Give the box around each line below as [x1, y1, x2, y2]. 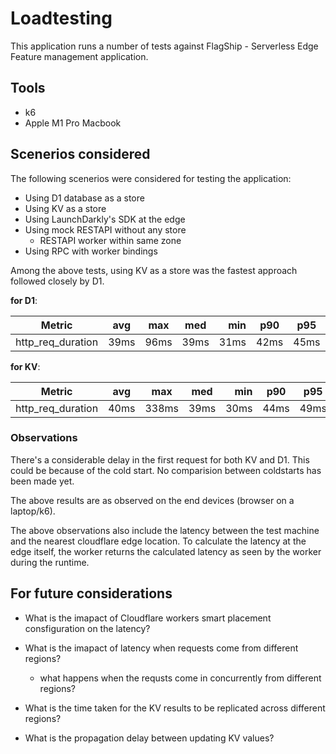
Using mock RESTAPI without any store [24, 223, 187, 236]
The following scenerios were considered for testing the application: [10, 172, 292, 184]
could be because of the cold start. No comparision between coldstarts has [10, 464, 322, 476]
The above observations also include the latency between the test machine [10, 524, 320, 536]
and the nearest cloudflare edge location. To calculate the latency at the [10, 535, 307, 547]
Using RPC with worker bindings [24, 245, 158, 257]
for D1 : [10, 294, 38, 306]
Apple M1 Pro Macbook [24, 117, 122, 129]
